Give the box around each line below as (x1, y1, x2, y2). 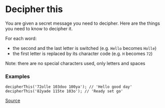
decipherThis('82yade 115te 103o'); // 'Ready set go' (5, 89, 123, 94)
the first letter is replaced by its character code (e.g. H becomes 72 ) (12, 50, 153, 57)
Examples (5, 73, 30, 80)
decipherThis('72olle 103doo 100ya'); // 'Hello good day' (5, 84, 133, 89)
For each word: (5, 35, 37, 41)
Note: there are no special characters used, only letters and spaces (5, 60, 146, 66)
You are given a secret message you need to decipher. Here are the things (5, 20, 160, 26)
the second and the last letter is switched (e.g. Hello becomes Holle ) (12, 45, 157, 51)
